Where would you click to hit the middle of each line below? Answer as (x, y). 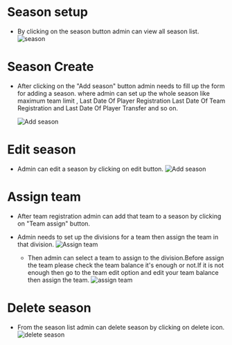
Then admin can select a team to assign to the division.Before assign (126, 258)
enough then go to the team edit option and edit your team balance (123, 272)
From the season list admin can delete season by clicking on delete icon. (121, 327)
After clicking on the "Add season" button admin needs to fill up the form (121, 86)
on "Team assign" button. (54, 224)
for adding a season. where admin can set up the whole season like (113, 93)
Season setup (48, 12)
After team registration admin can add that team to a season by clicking (119, 216)
